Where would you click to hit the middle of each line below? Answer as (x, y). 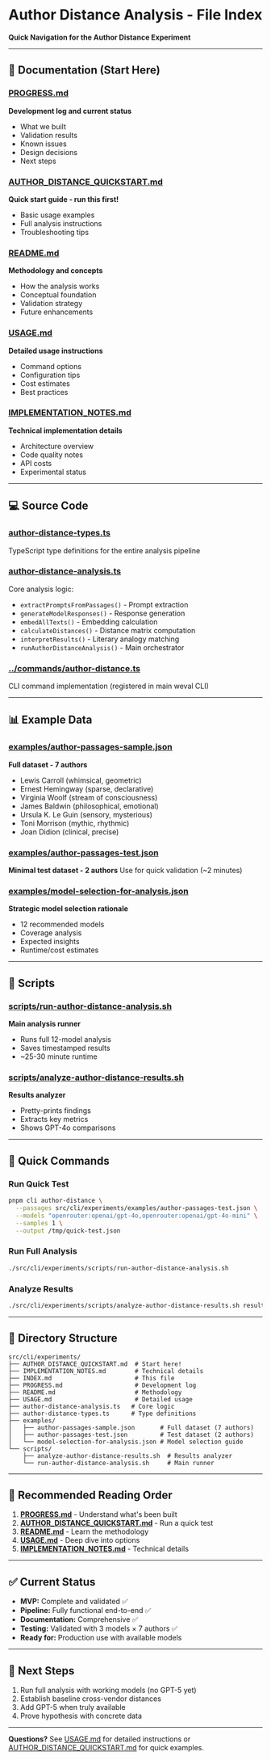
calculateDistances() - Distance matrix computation (108, 630)
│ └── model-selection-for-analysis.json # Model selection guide (126, 1442)
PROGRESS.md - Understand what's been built (98, 1514)
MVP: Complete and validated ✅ (74, 1602)
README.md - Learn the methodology (84, 1531)
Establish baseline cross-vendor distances (90, 1699)
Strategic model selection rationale (69, 909)
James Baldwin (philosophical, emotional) (89, 806)
